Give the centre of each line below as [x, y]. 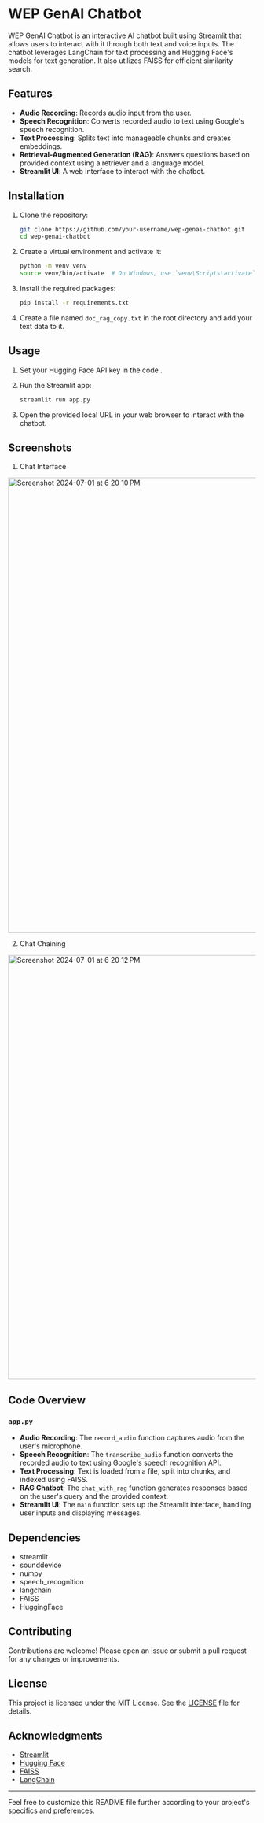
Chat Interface [43, 467]
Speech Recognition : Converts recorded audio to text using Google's [132, 121]
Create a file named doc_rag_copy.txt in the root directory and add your [136, 318]
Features [30, 94]
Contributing [40, 1631]
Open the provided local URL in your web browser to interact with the [132, 415]
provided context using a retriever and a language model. [112, 163]
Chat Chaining [42, 944]
